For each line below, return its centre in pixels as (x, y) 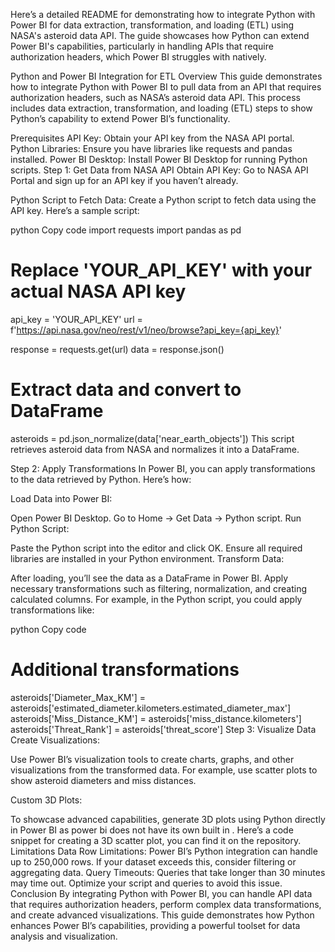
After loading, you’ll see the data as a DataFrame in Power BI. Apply (149, 578)
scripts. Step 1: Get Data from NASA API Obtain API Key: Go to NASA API (159, 170)
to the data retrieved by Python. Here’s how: (101, 479)
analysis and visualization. (64, 936)
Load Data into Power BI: (61, 498)
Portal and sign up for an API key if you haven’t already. (124, 180)
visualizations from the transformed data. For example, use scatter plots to (164, 770)
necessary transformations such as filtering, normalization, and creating (159, 588)
